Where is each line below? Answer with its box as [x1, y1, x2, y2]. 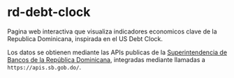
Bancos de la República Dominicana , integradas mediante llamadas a [7, 55, 206, 63]
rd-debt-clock [7, 4, 91, 20]
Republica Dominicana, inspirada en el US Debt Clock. [7, 34, 163, 42]
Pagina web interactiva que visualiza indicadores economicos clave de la [7, 27, 218, 36]
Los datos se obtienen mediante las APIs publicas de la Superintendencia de [7, 48, 228, 56]
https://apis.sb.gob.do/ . [7, 63, 82, 71]
